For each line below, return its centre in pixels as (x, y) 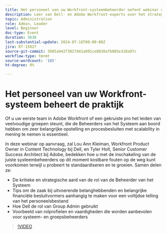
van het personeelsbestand (40, 201)
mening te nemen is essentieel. (37, 134)
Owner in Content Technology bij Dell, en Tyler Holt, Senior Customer (76, 149)
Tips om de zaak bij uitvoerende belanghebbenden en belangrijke (80, 191)
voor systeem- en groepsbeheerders (50, 217)
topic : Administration (29, 19)
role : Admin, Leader (27, 24)
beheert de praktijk (84, 105)
